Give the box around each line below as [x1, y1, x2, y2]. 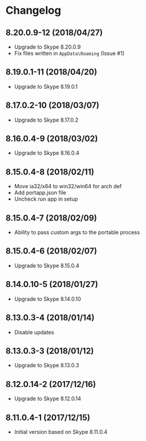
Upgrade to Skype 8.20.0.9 [14, 43, 81, 50]
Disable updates [14, 328, 54, 336]
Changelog [5, 4, 61, 17]
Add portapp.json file [14, 189, 67, 197]
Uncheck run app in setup [14, 195, 78, 203]
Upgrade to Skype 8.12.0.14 [14, 395, 82, 402]
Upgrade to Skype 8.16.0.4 [14, 149, 80, 156]
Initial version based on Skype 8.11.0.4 [14, 428, 108, 435]
